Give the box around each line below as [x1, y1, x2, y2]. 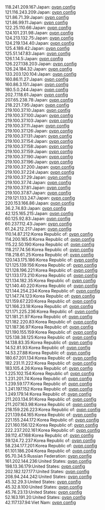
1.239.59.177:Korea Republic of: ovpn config [5, 381, 92, 387]
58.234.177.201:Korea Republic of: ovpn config [5, 443, 98, 448]
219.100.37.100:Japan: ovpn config [5, 113, 74, 118]
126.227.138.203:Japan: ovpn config [5, 61, 77, 67]
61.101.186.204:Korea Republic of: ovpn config [5, 448, 96, 454]
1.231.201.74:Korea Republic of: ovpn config [5, 376, 92, 381]
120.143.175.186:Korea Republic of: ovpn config [5, 257, 98, 263]
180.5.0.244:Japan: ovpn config [5, 87, 69, 92]
